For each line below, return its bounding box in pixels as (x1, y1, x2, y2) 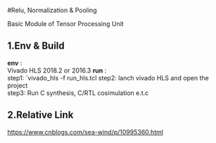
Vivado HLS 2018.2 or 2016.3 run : (7, 66, 107, 75)
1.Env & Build (7, 40, 65, 52)
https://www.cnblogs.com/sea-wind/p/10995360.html (7, 128, 164, 136)
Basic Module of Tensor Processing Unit (7, 20, 125, 27)
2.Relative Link (7, 109, 74, 121)
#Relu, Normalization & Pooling (7, 6, 97, 14)
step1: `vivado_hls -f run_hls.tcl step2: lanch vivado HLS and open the (7, 73, 209, 82)
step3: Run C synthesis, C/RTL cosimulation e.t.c (7, 88, 149, 97)
